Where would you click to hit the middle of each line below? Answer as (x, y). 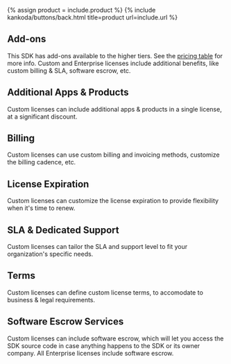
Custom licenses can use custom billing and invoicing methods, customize (113, 155)
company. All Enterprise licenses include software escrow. (91, 353)
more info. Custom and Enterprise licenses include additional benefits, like (113, 63)
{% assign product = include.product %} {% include (82, 10)
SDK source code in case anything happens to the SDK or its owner (104, 345)
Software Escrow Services (66, 322)
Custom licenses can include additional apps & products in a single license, (114, 109)
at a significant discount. (42, 116)
